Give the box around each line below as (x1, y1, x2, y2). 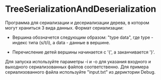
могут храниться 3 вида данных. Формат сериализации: (5, 25, 124, 30)
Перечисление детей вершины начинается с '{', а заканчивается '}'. (12, 49, 155, 55)
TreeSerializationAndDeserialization (5, 3, 157, 15)
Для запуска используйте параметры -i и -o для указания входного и (5, 58, 151, 64)
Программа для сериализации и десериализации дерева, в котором (5, 20, 150, 26)
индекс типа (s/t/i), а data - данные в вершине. (12, 39, 110, 45)
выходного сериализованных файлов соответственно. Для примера (5, 64, 149, 70)
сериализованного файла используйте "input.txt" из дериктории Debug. (5, 69, 156, 75)
